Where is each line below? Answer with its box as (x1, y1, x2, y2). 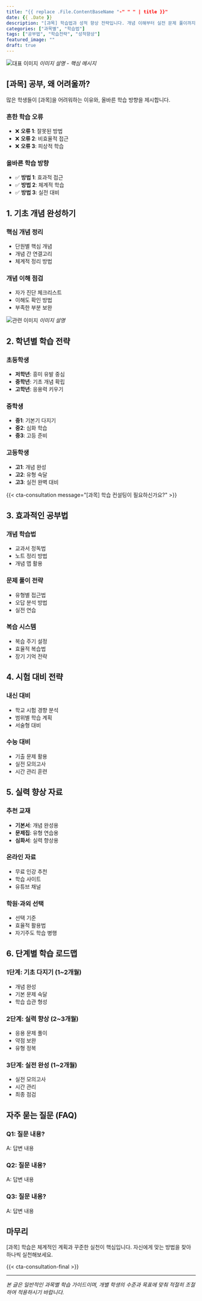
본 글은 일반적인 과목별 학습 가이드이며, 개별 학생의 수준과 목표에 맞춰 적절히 (6, 1281, 185, 1288)
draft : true (6, 43, 36, 49)
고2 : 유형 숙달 (14, 471, 47, 478)
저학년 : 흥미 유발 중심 (14, 370, 65, 377)
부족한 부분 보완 (14, 304, 52, 311)
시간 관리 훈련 (14, 768, 47, 775)
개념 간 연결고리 (14, 250, 52, 257)
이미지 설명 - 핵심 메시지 (39, 60, 97, 67)
